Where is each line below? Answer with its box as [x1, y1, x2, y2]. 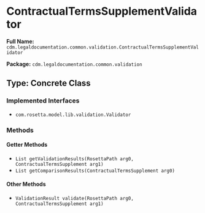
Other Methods [6, 180, 46, 188]
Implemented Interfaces [6, 96, 80, 105]
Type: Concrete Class [6, 78, 91, 88]
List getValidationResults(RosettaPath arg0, [15, 155, 134, 162]
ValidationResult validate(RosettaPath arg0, [15, 195, 134, 201]
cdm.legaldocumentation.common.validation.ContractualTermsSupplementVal [6, 44, 199, 50]
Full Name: [6, 37, 34, 45]
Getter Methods [6, 141, 48, 149]
